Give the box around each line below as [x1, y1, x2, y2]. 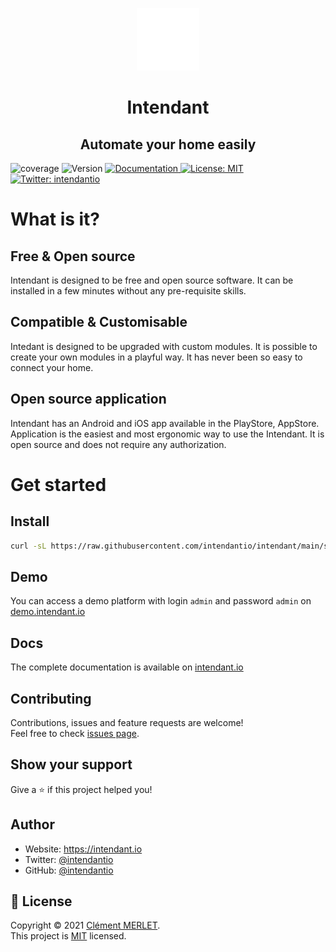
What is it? [10, 208, 101, 231]
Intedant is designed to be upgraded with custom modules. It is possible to [10, 340, 318, 352]
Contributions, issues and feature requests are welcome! [10, 716, 244, 728]
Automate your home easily [79, 136, 257, 153]
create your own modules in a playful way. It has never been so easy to [10, 351, 303, 363]
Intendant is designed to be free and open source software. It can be [10, 274, 294, 286]
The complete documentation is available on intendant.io [10, 661, 244, 673]
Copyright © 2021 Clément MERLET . [10, 919, 161, 932]
